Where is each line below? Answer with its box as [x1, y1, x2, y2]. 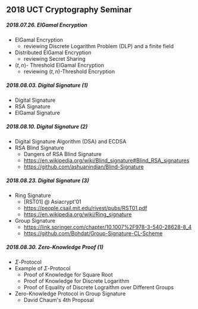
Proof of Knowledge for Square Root [23, 271, 113, 279]
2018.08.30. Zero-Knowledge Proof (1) [6, 244, 104, 251]
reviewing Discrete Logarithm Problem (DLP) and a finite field [23, 43, 174, 50]
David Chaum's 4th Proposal [23, 296, 94, 304]
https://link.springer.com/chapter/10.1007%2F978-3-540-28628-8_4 [23, 223, 192, 231]
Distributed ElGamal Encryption [14, 49, 92, 56]
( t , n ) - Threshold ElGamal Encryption [14, 62, 104, 69]
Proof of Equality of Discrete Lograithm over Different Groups [23, 284, 174, 291]
